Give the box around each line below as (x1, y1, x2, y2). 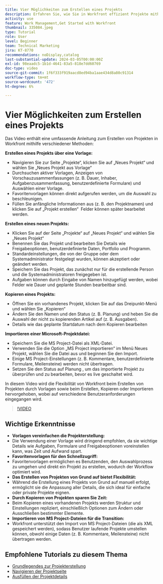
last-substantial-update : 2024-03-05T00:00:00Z (5, 57, 103, 62)
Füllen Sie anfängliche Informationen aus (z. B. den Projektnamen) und (12, 201, 153, 207)
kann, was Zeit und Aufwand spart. (12, 448, 82, 454)
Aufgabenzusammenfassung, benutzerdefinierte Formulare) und (12, 181, 141, 186)
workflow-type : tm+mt (5, 75, 49, 80)
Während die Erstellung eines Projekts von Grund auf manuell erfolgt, (12, 479, 150, 485)
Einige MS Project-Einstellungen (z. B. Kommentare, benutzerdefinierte (12, 356, 154, 362)
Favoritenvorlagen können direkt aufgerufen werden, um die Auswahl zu (12, 191, 157, 197)
